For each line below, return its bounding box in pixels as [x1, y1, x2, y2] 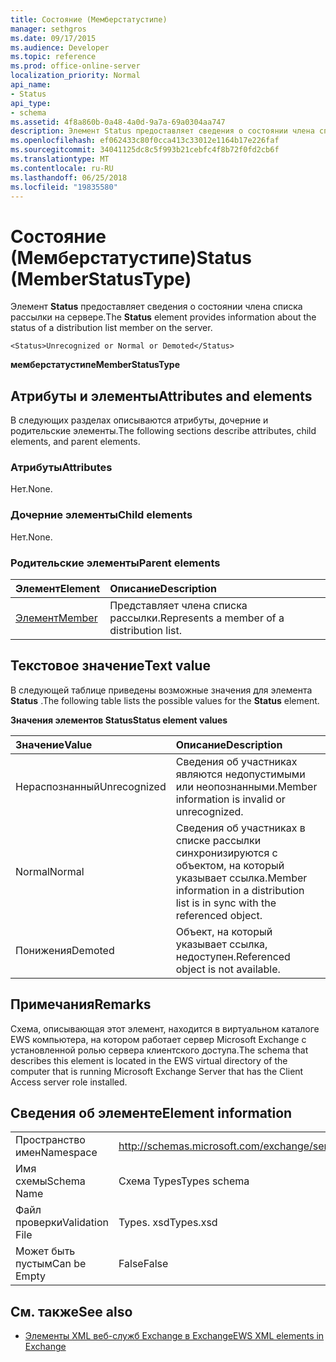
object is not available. [175, 962, 281, 976]
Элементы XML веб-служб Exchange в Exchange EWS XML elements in [24, 1330, 325, 1342]
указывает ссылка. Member [175, 871, 308, 885]
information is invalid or [175, 792, 286, 806]
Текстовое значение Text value [10, 657, 211, 675]
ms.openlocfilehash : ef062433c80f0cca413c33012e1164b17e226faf [10, 136, 280, 146]
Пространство [15, 1133, 86, 1147]
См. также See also [10, 1303, 133, 1320]
